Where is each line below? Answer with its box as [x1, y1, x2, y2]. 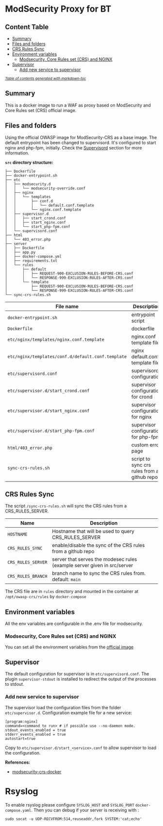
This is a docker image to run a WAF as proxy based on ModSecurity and [5, 102, 151, 108]
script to [131, 455, 150, 462]
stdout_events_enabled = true [5, 728, 66, 733]
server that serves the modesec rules [51, 556, 137, 563]
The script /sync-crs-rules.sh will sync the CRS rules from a [5, 503, 127, 509]
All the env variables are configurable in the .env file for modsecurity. [5, 621, 143, 626]
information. [5, 150, 30, 156]
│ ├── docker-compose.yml [5, 254, 62, 259]
